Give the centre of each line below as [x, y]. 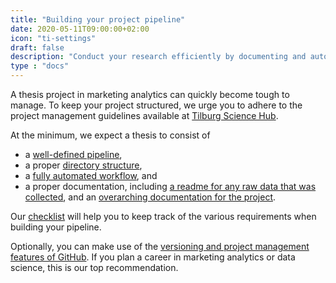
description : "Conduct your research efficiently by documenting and [158, 57]
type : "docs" [40, 66]
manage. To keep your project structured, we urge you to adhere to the [156, 105]
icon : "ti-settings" [53, 38]
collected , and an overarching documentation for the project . [150, 197]
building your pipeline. [56, 227]
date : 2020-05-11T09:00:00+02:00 [80, 29]
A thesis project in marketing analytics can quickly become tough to [150, 94]
